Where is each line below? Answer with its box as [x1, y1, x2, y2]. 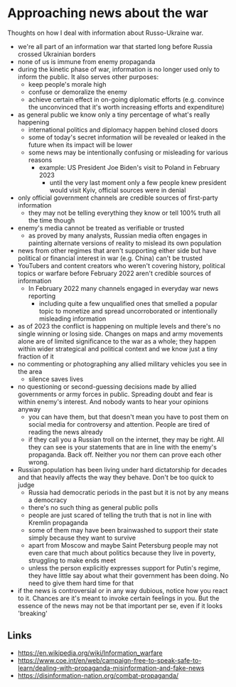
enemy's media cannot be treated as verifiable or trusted [17, 223, 185, 232]
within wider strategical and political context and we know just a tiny [17, 344, 218, 353]
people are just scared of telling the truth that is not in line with [28, 511, 212, 519]
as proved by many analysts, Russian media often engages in [28, 231, 208, 240]
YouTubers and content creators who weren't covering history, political [17, 261, 225, 270]
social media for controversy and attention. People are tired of [28, 420, 210, 428]
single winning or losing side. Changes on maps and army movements [17, 329, 223, 338]
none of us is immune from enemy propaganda [17, 57, 156, 65]
